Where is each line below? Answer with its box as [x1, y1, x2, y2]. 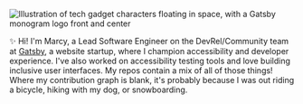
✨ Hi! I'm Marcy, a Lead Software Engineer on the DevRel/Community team [9, 36, 289, 46]
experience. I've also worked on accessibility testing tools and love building [9, 55, 291, 66]
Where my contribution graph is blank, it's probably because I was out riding [9, 75, 295, 85]
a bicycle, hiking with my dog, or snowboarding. [9, 84, 188, 95]
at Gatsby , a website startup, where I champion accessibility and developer [9, 46, 289, 56]
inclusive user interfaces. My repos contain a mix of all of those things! [9, 65, 273, 76]
